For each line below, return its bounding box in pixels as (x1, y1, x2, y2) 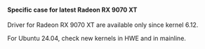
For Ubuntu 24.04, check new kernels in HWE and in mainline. (7, 35, 186, 43)
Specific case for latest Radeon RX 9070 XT (7, 6, 138, 14)
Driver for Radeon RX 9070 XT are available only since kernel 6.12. (7, 21, 199, 29)
